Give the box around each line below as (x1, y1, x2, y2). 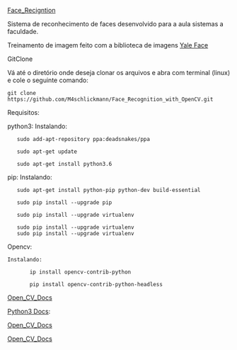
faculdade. (7, 28, 39, 35)
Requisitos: (7, 108, 40, 116)
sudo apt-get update (16, 148, 78, 155)
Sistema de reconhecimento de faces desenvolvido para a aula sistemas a (7, 20, 224, 28)
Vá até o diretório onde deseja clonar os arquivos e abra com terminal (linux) (7, 69, 231, 77)
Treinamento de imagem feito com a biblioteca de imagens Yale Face (7, 41, 209, 49)
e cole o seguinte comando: (7, 76, 88, 84)
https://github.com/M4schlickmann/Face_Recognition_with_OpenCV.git (7, 96, 214, 103)
